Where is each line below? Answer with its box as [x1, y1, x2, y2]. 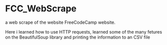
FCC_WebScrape [5, 3, 77, 14]
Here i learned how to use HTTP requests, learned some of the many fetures [5, 29, 163, 35]
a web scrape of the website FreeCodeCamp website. [5, 19, 116, 25]
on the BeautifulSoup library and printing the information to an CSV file [5, 34, 151, 40]
